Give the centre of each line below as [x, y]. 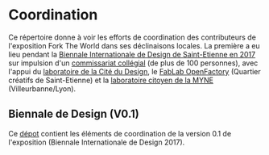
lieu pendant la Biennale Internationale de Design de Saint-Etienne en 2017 [132, 54]
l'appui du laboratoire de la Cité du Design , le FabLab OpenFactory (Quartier [135, 71]
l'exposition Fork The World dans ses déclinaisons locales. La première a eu [134, 45]
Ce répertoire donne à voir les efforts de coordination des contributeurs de [132, 37]
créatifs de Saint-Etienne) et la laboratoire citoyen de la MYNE [111, 80]
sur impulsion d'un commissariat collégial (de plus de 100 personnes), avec [133, 63]
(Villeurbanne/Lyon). [42, 88]
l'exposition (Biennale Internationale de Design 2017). [97, 142]
